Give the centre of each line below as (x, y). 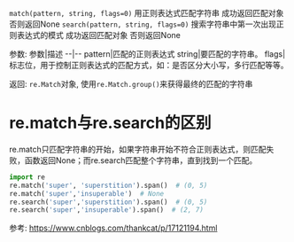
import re (27, 177)
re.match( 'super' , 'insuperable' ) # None (87, 193)
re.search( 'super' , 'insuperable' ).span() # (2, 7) (106, 210)
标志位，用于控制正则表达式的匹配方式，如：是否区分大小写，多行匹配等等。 (149, 65)
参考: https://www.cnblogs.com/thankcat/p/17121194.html (113, 228)
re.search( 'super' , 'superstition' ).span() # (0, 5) (108, 202)
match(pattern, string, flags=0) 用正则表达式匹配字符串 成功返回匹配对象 (147, 13)
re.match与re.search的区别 (110, 123)
